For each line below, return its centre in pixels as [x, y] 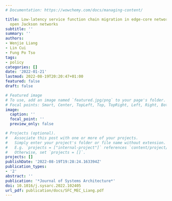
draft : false [19, 86]
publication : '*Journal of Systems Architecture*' [60, 181]
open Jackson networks [34, 24]
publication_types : [26, 167]
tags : [11, 57]
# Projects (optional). [31, 133]
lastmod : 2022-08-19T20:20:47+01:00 [44, 77]
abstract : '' [19, 176]
